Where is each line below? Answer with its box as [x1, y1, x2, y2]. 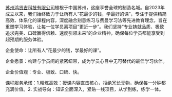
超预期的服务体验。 [5, 36, 46, 42]
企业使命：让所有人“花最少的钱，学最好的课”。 [5, 47, 104, 53]
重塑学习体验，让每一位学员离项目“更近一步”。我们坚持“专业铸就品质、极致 [5, 23, 164, 30]
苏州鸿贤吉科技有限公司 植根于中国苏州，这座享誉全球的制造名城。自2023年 [5, 5, 165, 10]
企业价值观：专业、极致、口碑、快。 [5, 69, 82, 75]
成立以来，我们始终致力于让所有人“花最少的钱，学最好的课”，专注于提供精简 [5, 11, 167, 17]
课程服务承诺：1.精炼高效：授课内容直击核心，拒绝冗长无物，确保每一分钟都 [5, 80, 166, 86]
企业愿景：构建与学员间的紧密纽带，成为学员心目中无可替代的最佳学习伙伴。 [5, 58, 167, 64]
